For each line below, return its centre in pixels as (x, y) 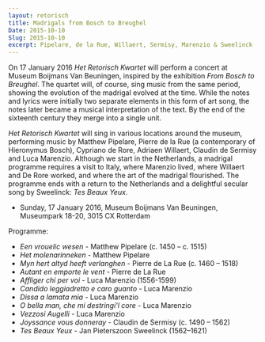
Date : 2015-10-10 (37, 30)
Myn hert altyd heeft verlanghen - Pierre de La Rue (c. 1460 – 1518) (129, 264)
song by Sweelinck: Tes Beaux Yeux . (68, 192)
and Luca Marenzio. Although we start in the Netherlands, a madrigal (121, 158)
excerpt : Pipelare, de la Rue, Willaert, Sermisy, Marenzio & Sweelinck (131, 45)
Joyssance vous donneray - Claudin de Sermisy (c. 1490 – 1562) (125, 322)
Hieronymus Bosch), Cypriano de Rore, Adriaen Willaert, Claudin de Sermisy (132, 150)
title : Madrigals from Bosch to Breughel (78, 23)
